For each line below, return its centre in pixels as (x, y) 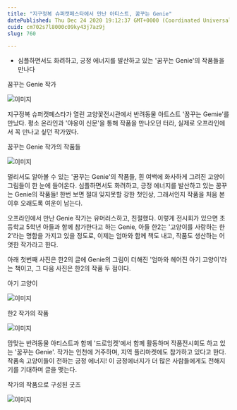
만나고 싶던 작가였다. (50, 132)
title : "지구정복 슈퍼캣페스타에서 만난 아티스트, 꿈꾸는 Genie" (90, 14)
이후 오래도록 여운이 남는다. (45, 203)
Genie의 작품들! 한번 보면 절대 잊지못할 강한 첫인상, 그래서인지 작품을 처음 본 (120, 194)
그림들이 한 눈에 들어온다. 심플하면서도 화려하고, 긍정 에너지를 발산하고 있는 (111, 186)
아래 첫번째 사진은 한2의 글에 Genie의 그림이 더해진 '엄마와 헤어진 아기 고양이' (115, 260)
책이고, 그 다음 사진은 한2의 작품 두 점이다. (73, 268)
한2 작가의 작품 (28, 313)
